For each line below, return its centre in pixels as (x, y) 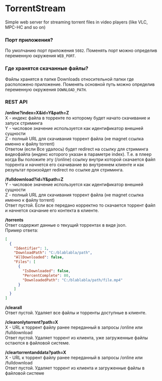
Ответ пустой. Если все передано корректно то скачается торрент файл (80, 205)
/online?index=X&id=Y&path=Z (37, 112)
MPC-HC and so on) (25, 27)
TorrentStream (35, 9)
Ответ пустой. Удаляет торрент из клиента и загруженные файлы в (75, 368)
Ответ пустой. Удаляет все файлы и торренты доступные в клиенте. (76, 313)
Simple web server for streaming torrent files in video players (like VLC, (77, 22)
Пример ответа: (22, 230)
